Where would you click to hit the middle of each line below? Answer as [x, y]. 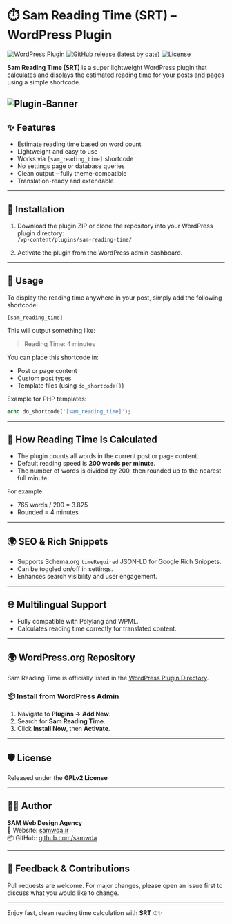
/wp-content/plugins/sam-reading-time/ [75, 239]
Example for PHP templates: [47, 399]
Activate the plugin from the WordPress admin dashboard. [100, 253]
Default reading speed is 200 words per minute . [86, 464]
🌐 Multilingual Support [57, 605]
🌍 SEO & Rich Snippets [58, 542]
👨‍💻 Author [30, 806]
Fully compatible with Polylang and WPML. [78, 622]
